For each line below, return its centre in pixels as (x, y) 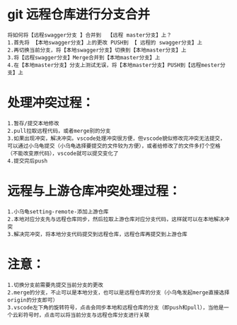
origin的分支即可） (33, 300)
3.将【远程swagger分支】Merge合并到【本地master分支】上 (84, 57)
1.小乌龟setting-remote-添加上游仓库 (58, 212)
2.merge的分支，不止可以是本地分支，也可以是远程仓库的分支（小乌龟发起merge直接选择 (118, 292)
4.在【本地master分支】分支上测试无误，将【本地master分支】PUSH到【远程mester (114, 65)
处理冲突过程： (51, 103)
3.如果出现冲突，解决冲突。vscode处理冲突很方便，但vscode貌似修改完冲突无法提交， (116, 138)
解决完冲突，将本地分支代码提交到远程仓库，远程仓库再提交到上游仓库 (100, 234)
